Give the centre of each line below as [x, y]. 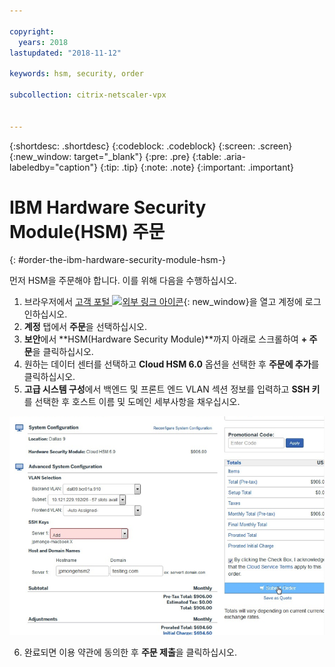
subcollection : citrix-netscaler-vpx [88, 95]
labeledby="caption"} [53, 167]
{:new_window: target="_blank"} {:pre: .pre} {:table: [115, 156]
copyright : [32, 31]
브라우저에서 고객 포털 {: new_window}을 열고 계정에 [163, 302]
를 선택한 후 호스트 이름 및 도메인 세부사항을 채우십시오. [132, 402]
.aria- [234, 156]
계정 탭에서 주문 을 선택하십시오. [85, 327]
